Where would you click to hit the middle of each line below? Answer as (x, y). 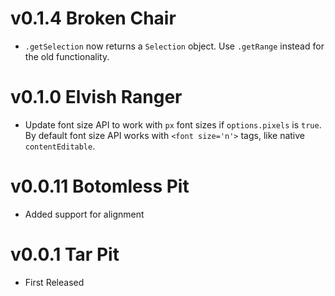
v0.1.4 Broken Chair (93, 18)
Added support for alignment (84, 214)
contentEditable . (60, 146)
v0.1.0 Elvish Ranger (96, 97)
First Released (54, 282)
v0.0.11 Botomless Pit (100, 186)
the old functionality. (67, 56)
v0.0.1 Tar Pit (65, 254)
